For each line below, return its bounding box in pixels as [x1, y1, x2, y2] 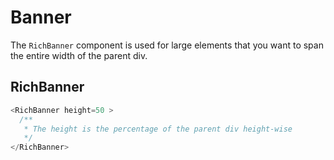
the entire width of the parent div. [10, 49, 148, 61]
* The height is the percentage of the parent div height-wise [23, 124, 293, 134]
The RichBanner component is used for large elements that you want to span [10, 39, 324, 51]
